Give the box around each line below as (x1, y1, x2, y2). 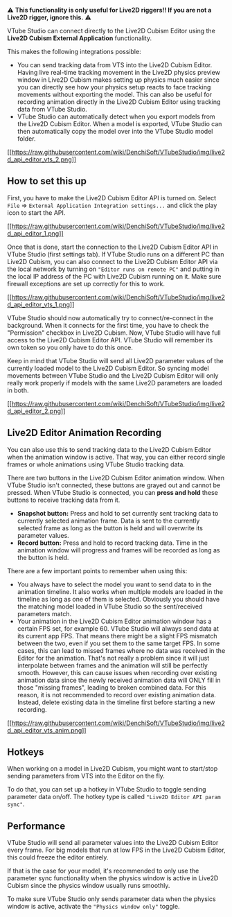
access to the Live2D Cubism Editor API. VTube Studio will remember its (7, 335, 213, 344)
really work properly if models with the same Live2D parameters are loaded (7, 378, 222, 387)
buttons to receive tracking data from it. (7, 496, 121, 504)
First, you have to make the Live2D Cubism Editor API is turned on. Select (7, 193, 217, 202)
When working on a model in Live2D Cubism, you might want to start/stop (7, 765, 218, 773)
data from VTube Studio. (17, 105, 88, 113)
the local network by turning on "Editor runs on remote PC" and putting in (7, 265, 220, 273)
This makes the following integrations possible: (7, 48, 141, 55)
